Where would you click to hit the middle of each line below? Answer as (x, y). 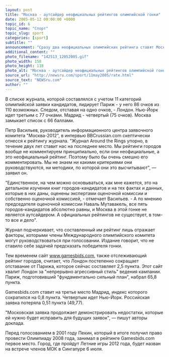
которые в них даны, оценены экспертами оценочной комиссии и (76, 193)
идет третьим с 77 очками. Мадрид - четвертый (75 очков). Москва (78, 115)
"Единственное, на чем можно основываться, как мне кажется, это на (81, 183)
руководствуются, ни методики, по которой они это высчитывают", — (81, 167)
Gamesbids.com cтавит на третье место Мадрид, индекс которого (76, 292)
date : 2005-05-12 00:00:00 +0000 (40, 19)
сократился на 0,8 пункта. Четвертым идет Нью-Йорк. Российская (77, 297)
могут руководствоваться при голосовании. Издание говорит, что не (80, 240)
